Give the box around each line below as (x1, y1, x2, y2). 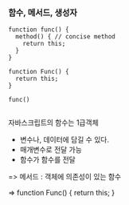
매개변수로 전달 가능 (19, 145, 82, 155)
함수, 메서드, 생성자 (8, 6, 78, 18)
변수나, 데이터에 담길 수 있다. (19, 135, 110, 145)
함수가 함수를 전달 (19, 155, 76, 165)
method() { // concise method (15, 33, 115, 41)
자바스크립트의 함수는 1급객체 (8, 118, 100, 127)
